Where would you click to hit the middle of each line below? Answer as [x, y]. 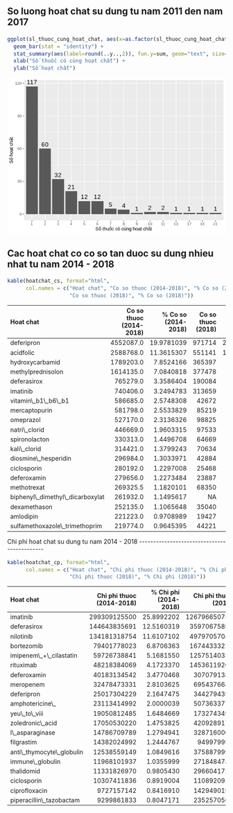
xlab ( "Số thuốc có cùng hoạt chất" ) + [70, 61]
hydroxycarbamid [35, 362]
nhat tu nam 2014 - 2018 [61, 264]
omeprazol [25, 420]
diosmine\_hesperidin [41, 458]
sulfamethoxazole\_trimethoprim [56, 526]
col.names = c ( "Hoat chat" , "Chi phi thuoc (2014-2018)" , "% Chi [122, 570]
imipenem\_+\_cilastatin [44, 655]
